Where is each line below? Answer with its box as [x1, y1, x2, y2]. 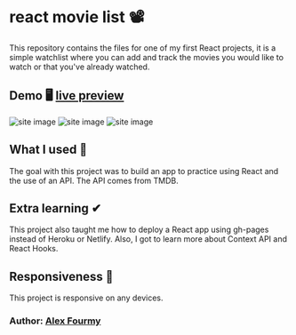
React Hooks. [9, 243, 59, 254]
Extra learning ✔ [9, 201, 102, 216]
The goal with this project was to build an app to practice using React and [9, 165, 279, 176]
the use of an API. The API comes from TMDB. [9, 175, 180, 186]
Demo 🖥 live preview [9, 88, 124, 103]
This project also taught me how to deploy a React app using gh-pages [9, 224, 269, 235]
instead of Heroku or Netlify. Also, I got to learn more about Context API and [9, 234, 287, 244]
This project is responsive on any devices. [9, 292, 164, 303]
